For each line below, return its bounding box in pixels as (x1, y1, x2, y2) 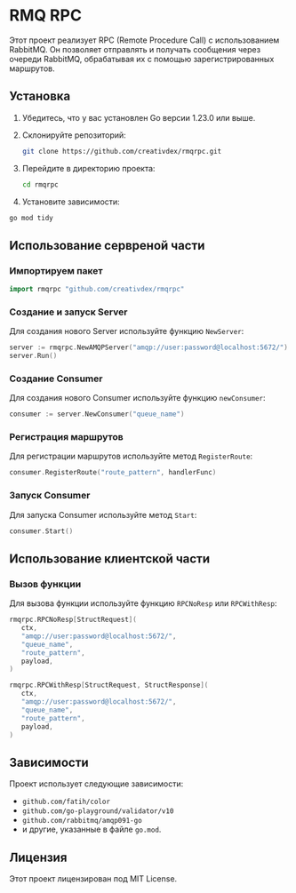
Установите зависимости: (21, 196, 120, 207)
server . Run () (9, 352, 58, 361)
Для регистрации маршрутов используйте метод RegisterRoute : (9, 450, 253, 462)
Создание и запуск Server (9, 306, 128, 318)
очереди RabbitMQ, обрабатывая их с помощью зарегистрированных (9, 53, 275, 64)
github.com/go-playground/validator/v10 (21, 807, 174, 816)
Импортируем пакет (9, 264, 104, 276)
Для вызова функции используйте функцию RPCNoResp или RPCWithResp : (9, 598, 277, 609)
